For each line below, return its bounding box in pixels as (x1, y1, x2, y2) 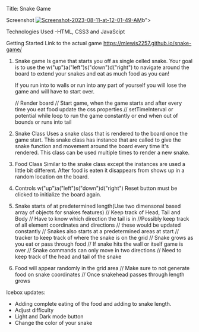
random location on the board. (14, 173, 89, 180)
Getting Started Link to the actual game (6, 40, 102, 46)
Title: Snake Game (6, 5, 51, 12)
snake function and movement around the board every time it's (14, 143, 169, 149)
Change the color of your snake (14, 320, 93, 326)
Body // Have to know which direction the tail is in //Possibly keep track (14, 215, 189, 222)
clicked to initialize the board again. (14, 191, 102, 198)
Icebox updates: (6, 289, 46, 296)
